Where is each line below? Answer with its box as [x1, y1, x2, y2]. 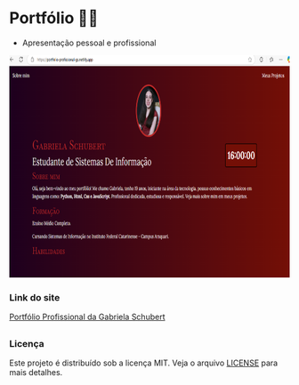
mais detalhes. [9, 367, 63, 377]
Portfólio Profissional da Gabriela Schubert [9, 311, 166, 323]
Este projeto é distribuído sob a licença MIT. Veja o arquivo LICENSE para [9, 357, 279, 368]
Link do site [9, 291, 61, 303]
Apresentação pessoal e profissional [21, 37, 157, 48]
